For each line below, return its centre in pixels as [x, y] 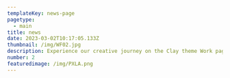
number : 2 [21, 58]
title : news [24, 32]
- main [23, 26]
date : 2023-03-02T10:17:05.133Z [53, 39]
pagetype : [21, 20]
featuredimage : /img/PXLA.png [50, 64]
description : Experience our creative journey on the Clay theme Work [110, 52]
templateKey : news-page [41, 13]
